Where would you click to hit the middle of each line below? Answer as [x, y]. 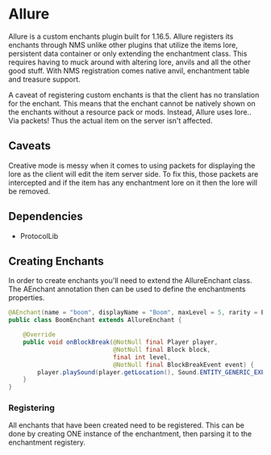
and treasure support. [44, 79]
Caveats [29, 146]
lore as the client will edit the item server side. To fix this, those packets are [133, 173]
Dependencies [46, 217]
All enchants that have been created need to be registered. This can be [126, 425]
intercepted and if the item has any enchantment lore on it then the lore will [133, 182]
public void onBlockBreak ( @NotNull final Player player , [121, 342]
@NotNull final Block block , [162, 349]
